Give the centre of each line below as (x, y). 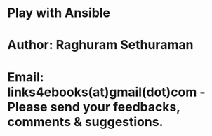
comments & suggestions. (85, 122)
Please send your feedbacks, (94, 107)
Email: (26, 77)
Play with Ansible (59, 13)
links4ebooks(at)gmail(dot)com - (106, 92)
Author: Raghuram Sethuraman (100, 45)
